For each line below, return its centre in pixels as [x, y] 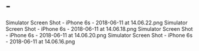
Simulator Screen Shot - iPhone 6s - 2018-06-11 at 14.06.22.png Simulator [97, 23]
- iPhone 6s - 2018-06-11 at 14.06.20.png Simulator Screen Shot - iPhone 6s [99, 35]
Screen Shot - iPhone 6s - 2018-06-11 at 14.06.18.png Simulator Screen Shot [99, 28]
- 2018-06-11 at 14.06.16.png [40, 42]
